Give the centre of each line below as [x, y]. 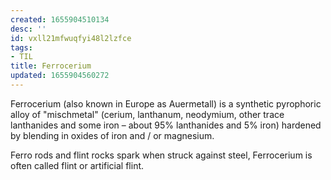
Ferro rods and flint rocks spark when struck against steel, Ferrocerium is [161, 155]
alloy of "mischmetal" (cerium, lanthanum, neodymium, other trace [147, 114]
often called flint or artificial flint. [77, 165]
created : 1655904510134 [60, 19]
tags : [21, 47]
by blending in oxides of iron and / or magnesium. [112, 135]
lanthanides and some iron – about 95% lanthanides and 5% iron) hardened [166, 125]
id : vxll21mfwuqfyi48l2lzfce [71, 38]
